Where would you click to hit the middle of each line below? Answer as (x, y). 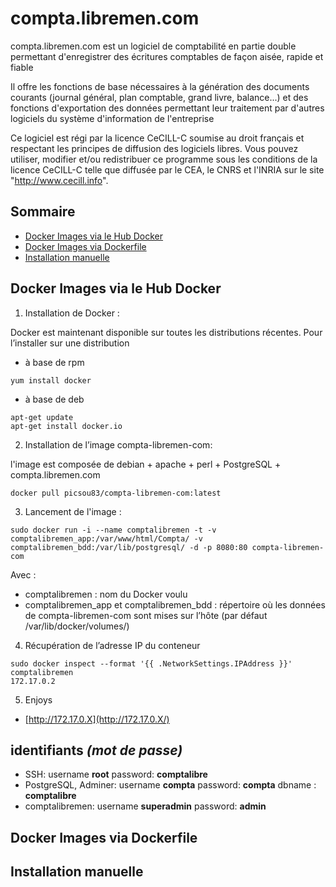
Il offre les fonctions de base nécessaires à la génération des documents (160, 86)
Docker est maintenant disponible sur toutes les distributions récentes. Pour (166, 332)
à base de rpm (54, 362)
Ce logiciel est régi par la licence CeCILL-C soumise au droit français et (157, 138)
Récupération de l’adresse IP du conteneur (112, 645)
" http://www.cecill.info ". (59, 180)
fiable (22, 67)
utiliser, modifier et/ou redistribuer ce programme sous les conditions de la (164, 159)
